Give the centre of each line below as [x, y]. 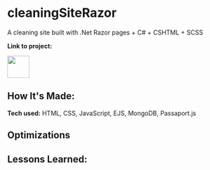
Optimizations [39, 135]
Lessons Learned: [47, 159]
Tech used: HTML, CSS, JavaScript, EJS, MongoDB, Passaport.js [102, 113]
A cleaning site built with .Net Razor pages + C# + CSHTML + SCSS [105, 32]
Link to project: [30, 46]
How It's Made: [41, 96]
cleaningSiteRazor [62, 13]
